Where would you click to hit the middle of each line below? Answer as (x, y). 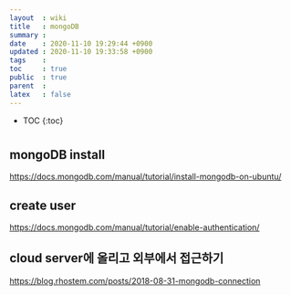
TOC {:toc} (43, 121)
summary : (28, 35)
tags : (28, 60)
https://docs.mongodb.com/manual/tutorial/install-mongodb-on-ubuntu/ (145, 177)
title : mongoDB (44, 26)
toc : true (38, 69)
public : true (38, 78)
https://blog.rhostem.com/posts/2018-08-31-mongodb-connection (135, 280)
